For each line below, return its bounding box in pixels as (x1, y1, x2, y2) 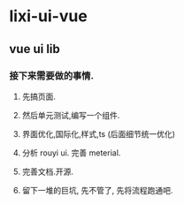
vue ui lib (9, 42, 60, 57)
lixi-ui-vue (9, 6, 88, 26)
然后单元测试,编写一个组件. (21, 110, 120, 120)
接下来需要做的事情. (9, 69, 95, 81)
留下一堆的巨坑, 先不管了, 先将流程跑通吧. (21, 185, 173, 195)
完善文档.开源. (21, 166, 73, 177)
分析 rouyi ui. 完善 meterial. (21, 147, 121, 158)
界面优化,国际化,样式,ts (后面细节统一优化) (21, 128, 175, 139)
